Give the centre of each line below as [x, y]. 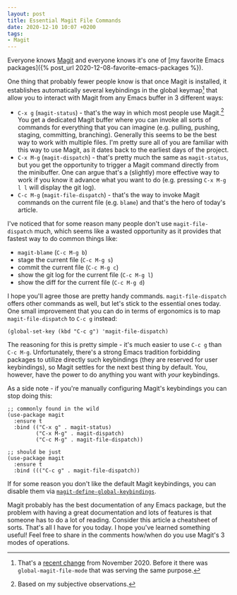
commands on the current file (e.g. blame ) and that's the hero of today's [121, 203]
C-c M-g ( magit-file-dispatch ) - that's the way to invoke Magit [108, 195]
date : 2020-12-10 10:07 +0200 [52, 27]
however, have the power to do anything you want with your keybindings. [114, 375]
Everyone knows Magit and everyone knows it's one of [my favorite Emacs [116, 60]
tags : [15, 34]
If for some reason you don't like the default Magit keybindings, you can [112, 484]
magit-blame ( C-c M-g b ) [53, 252]
